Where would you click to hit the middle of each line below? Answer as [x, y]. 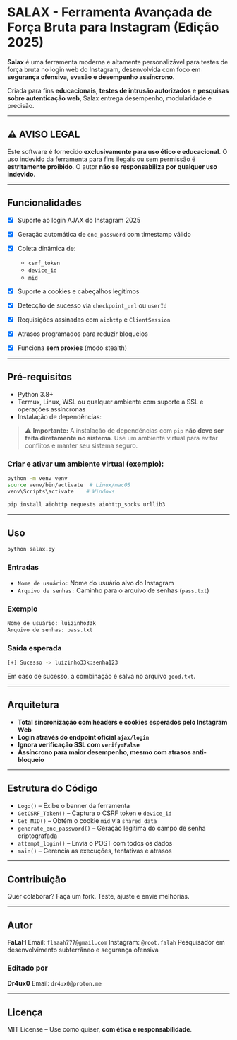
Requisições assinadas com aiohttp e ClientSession [94, 320]
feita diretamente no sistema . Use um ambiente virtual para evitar [121, 438]
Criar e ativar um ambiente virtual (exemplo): [86, 464]
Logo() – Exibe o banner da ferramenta [74, 805]
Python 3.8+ [36, 394]
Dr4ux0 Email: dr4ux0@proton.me [55, 983]
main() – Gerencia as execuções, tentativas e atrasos [95, 851]
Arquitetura [33, 705]
